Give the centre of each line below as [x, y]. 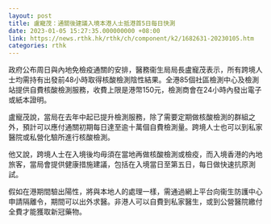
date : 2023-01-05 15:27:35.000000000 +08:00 [84, 31]
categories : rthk [38, 46]
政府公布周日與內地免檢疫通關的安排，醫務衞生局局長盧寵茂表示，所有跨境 [132, 70]
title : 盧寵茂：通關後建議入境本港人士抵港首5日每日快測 [92, 23]
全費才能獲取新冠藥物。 [47, 212]
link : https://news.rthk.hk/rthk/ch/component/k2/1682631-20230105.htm [131, 38]
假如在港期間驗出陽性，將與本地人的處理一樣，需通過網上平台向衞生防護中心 [135, 192]
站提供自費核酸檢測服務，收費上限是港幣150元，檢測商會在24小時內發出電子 [135, 90]
